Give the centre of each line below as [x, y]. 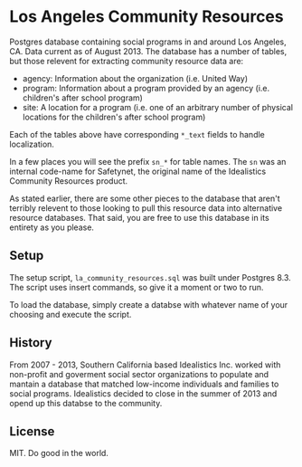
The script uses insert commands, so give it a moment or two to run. [137, 287]
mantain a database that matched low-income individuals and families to [144, 384]
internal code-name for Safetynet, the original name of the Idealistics [138, 171]
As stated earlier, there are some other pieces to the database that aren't [145, 198]
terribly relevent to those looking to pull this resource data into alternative [146, 208]
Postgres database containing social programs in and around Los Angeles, [148, 42]
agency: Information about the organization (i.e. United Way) [135, 78]
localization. [32, 144]
